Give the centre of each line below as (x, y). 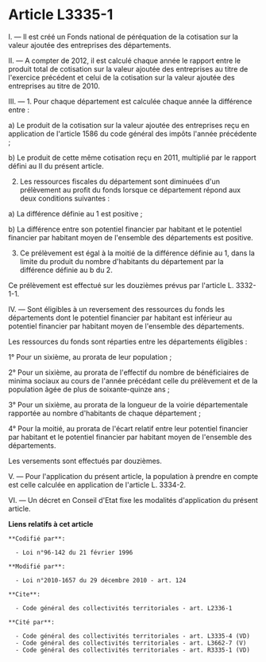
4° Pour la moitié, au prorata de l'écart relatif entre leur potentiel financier (128, 428)
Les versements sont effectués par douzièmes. (85, 461)
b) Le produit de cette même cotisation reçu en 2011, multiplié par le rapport (132, 158)
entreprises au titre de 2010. (54, 86)
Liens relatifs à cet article (51, 524)
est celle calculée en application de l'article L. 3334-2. (97, 485)
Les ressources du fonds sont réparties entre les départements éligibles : (128, 341)
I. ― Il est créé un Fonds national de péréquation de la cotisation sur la (123, 37)
